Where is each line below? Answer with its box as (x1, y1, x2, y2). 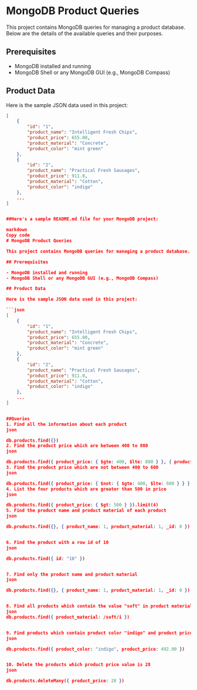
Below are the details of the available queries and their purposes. (6, 29, 163, 37)
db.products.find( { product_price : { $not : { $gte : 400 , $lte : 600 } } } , (6, 480, 193, 486)
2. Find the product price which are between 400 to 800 (6, 443, 148, 449)
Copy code (6, 233, 30, 238)
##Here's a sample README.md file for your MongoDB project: (6, 216, 159, 222)
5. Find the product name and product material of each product (6, 507, 167, 513)
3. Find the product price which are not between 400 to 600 (6, 465, 159, 470)
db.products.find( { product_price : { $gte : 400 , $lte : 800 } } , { (6, 459, 172, 465)
